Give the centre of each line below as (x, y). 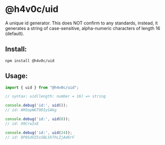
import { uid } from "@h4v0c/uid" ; (42, 87)
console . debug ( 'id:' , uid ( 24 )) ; (39, 133)
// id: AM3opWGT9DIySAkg (31, 110)
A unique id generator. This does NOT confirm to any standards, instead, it (82, 23)
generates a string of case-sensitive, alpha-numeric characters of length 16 (83, 28)
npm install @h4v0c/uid (30, 61)
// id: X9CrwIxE (22, 124)
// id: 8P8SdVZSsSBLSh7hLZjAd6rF (40, 137)
